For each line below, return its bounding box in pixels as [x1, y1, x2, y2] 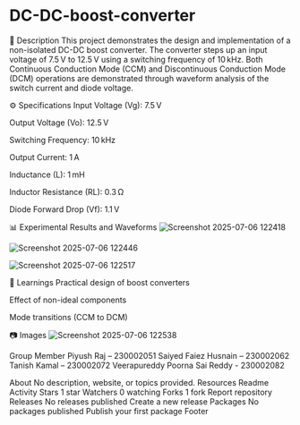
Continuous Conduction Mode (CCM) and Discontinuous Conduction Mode [9, 64, 287, 74]
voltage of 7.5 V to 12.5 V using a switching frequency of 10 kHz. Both [9, 54, 263, 64]
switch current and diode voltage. [9, 82, 134, 93]
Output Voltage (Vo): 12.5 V [9, 117, 109, 128]
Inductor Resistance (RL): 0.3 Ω [9, 186, 124, 197]
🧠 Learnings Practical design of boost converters [9, 276, 190, 287]
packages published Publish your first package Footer [9, 405, 209, 416]
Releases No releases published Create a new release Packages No [9, 395, 260, 407]
